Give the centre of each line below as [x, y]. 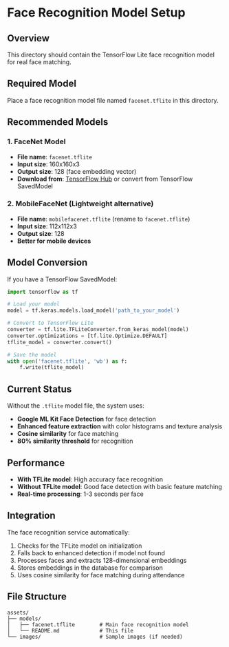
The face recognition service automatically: [68, 532]
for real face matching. [39, 62]
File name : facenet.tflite [55, 157]
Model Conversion [47, 262]
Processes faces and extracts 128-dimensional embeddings [102, 560]
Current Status [40, 389]
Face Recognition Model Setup [96, 13]
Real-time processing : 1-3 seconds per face [80, 494]
